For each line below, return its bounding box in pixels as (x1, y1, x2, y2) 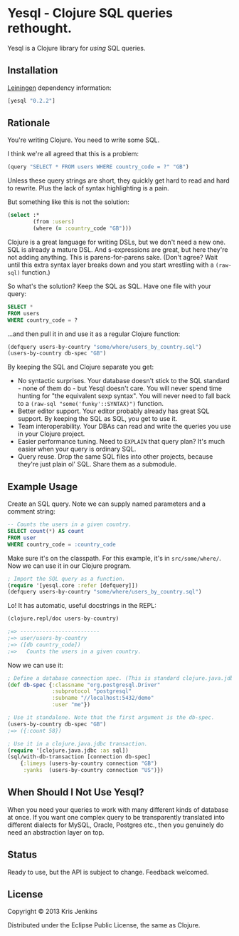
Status (7, 849, 38, 861)
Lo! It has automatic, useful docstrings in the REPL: (7, 601, 156, 610)
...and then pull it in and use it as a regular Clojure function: (7, 330, 181, 338)
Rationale (7, 117, 51, 129)
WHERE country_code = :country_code (7, 541, 116, 548)
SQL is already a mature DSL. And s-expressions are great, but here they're (7, 245, 229, 254)
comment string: (7, 507, 55, 516)
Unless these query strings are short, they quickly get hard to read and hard (7, 176, 230, 185)
